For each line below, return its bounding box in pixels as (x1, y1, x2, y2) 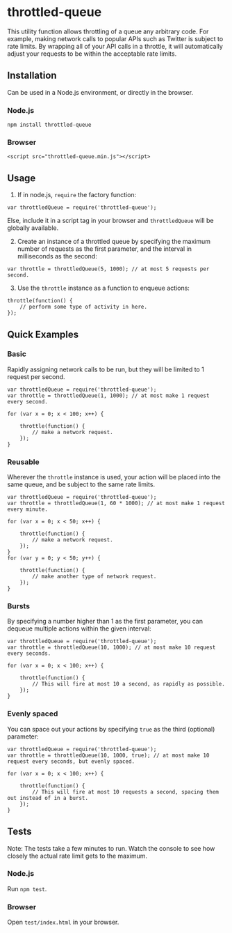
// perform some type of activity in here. (19, 304, 148, 311)
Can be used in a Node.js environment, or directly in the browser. (7, 88, 193, 96)
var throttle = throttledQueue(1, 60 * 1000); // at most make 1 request (7, 500, 226, 507)
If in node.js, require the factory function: (17, 191, 137, 199)
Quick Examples (7, 328, 79, 340)
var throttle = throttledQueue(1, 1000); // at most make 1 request (7, 392, 210, 399)
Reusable (7, 457, 40, 467)
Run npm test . (7, 884, 47, 893)
